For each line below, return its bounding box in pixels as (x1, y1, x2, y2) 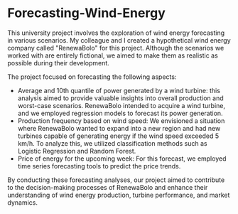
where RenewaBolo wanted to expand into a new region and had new (17, 124, 221, 132)
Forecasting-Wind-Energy (7, 5, 166, 21)
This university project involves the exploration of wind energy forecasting (7, 28, 225, 37)
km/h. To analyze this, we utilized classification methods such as (17, 139, 207, 147)
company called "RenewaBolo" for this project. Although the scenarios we (7, 43, 225, 52)
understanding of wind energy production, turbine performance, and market (7, 191, 230, 199)
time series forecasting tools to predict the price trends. (17, 161, 181, 170)
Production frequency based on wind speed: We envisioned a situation (17, 116, 225, 125)
